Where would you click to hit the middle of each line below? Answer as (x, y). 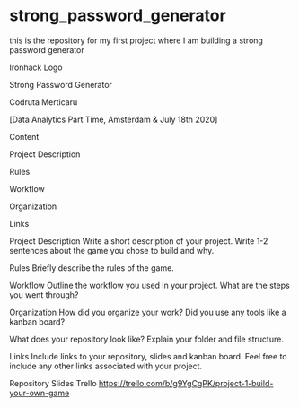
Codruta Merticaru (44, 102)
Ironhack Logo (36, 67)
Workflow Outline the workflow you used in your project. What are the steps (149, 285)
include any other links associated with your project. (106, 366)
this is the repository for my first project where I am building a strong (136, 40)
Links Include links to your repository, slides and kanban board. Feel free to (148, 356)
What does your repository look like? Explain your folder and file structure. (147, 339)
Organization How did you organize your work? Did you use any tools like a (148, 312)
